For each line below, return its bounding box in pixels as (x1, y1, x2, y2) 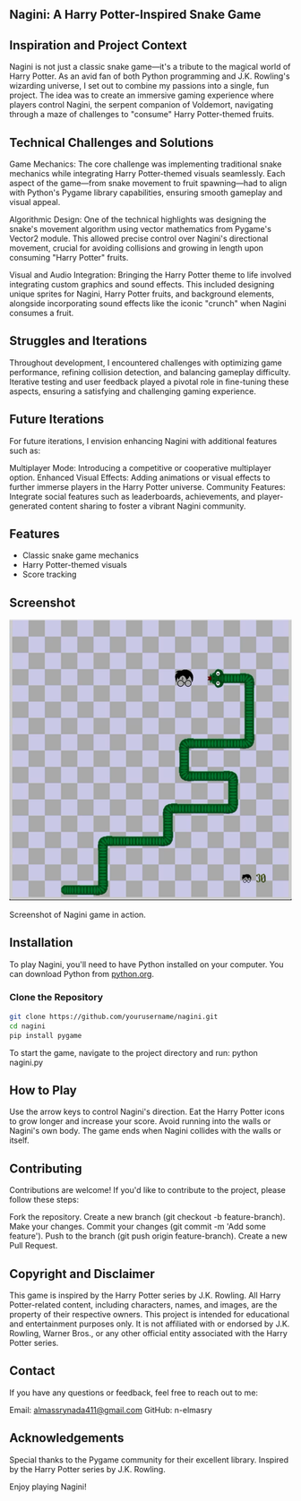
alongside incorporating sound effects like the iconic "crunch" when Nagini (9, 298, 287, 309)
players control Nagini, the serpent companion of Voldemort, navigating (9, 99, 274, 110)
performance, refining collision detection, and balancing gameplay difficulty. (9, 366, 291, 377)
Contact (9, 1363, 56, 1378)
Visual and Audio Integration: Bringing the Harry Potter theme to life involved (9, 270, 292, 280)
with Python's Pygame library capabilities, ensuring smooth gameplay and (9, 187, 283, 198)
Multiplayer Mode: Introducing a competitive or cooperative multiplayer (9, 462, 271, 473)
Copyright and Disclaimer (9, 1266, 155, 1282)
